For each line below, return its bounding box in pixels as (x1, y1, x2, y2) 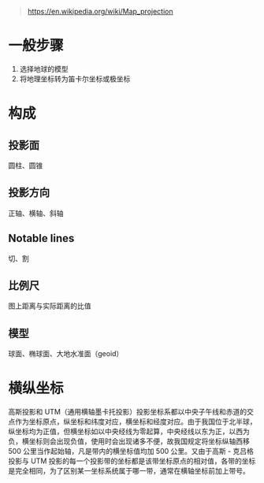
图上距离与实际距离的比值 (8, 301, 91, 310)
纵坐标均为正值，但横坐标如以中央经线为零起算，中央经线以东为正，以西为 (8, 427, 250, 437)
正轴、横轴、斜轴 (8, 208, 64, 217)
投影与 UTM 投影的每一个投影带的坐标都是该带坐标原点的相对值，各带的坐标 (8, 456, 256, 466)
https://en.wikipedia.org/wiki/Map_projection (27, 7, 173, 16)
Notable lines (8, 232, 75, 245)
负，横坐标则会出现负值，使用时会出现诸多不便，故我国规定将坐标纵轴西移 (8, 437, 250, 446)
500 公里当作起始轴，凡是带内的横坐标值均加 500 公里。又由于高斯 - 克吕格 (8, 447, 255, 456)
